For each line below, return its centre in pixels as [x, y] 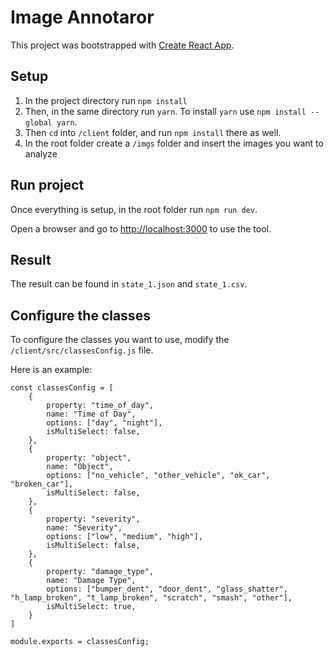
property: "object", [89, 458]
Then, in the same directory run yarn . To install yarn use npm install [165, 111]
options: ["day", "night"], [104, 423]
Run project [47, 185]
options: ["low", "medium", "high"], [124, 537]
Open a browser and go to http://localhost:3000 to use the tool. [141, 228]
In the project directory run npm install [106, 100]
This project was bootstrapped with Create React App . [122, 45]
